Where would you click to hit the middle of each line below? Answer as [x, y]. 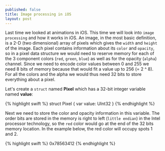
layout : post [18, 19]
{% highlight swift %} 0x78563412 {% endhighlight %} [60, 144]
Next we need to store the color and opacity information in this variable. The [82, 113]
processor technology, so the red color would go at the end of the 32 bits [79, 124]
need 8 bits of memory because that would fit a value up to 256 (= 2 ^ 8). [79, 69]
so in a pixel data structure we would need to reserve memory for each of [80, 53]
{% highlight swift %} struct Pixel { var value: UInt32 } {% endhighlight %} [80, 104]
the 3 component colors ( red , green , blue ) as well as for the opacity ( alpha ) [81, 59]
